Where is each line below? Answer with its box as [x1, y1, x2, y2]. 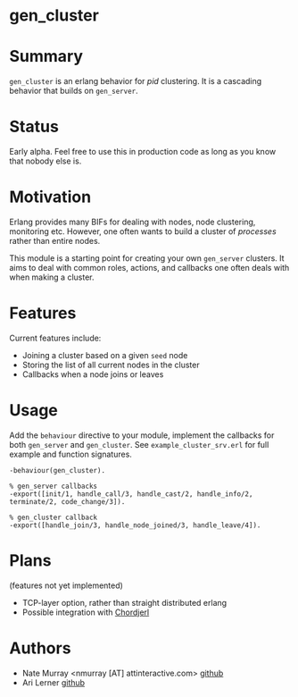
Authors [9, 638, 71, 658]
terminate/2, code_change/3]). [9, 497, 126, 506]
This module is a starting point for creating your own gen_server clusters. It [9, 253, 285, 264]
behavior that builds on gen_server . [9, 86, 138, 97]
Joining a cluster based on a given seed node [21, 349, 188, 360]
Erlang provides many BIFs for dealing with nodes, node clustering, [9, 216, 256, 227]
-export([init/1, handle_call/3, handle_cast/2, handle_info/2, [9, 489, 253, 499]
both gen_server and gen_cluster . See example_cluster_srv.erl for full [9, 439, 269, 449]
